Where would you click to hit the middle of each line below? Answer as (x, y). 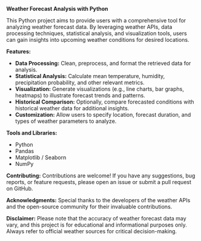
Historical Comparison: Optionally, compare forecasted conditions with (105, 102)
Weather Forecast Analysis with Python (57, 9)
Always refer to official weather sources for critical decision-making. (92, 231)
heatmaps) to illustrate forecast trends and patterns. (80, 95)
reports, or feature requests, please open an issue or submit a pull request (99, 182)
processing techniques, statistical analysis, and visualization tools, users (97, 33)
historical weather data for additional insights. (72, 108)
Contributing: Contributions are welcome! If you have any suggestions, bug (101, 176)
